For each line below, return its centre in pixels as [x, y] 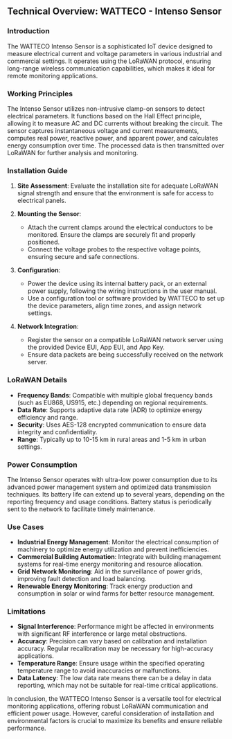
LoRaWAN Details [37, 380]
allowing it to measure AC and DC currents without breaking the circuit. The [115, 123]
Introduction [28, 31]
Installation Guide [37, 170]
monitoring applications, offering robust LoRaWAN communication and [108, 706]
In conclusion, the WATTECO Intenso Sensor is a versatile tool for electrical [114, 699]
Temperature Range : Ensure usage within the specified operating [111, 664]
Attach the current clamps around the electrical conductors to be [120, 227]
